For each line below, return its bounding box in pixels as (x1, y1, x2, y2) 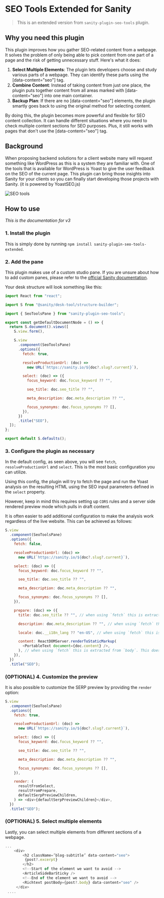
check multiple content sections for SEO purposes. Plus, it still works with (5, 123, 153, 128)
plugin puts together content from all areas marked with (12, 87, 124, 93)
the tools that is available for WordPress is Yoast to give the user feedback (5, 165, 155, 171)
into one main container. (44, 92, 93, 98)
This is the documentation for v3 (5, 217, 71, 223)
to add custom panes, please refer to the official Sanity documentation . (5, 275, 148, 280)
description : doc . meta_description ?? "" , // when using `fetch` (18, 621, 154, 626)
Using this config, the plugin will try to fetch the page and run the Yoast (5, 479, 148, 485)
